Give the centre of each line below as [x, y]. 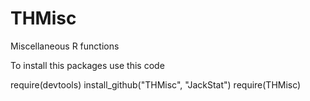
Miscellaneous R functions [65, 46]
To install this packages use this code [87, 65]
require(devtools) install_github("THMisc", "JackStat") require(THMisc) [156, 84]
